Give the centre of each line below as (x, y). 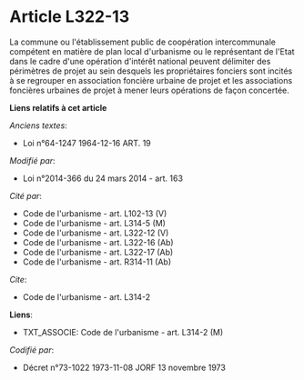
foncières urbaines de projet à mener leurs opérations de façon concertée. (149, 90)
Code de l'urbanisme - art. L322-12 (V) (96, 233)
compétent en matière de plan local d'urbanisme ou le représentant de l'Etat (152, 51)
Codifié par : (32, 350)
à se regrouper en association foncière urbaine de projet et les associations (151, 80)
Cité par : (26, 195)
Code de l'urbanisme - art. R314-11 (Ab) (96, 262)
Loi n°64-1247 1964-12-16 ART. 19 (87, 143)
